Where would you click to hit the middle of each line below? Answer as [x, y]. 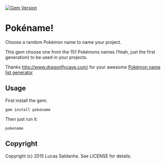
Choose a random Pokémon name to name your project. [64, 42]
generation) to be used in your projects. [46, 57]
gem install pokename [28, 110]
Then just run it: [22, 119]
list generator [19, 72]
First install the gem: [26, 100]
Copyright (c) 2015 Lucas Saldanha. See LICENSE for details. [68, 156]
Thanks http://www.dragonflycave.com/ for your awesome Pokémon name [83, 67]
